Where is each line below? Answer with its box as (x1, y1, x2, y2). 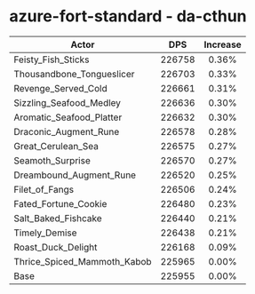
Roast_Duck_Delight (13, 241, 98, 253)
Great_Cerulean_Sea (13, 139, 100, 152)
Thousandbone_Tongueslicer (13, 68, 135, 80)
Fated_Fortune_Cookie (13, 197, 108, 210)
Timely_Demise (13, 226, 77, 239)
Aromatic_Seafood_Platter (13, 111, 123, 123)
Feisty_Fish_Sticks (13, 53, 90, 66)
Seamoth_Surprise (13, 154, 91, 166)
